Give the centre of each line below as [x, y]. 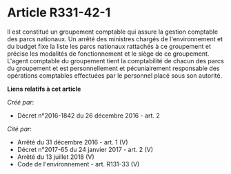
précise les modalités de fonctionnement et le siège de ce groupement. [108, 54]
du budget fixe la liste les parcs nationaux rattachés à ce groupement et [109, 46]
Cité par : [20, 129]
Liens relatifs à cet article [44, 89]
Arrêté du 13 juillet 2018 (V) [56, 157]
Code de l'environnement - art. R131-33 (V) [78, 164]
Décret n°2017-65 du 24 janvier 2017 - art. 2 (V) [85, 149]
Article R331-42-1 [59, 13]
